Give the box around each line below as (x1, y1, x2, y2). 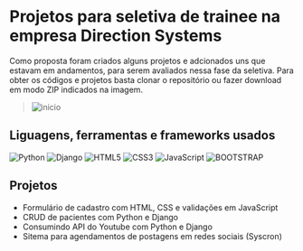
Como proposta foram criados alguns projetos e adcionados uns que (9, 55, 266, 66)
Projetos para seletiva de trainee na (9, 6, 280, 27)
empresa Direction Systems (9, 25, 223, 46)
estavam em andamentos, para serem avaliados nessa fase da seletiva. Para (9, 65, 294, 76)
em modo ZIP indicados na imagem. (9, 84, 143, 95)
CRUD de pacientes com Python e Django (22, 211, 179, 222)
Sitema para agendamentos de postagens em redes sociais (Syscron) (22, 230, 283, 241)
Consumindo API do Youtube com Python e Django (22, 221, 213, 232)
